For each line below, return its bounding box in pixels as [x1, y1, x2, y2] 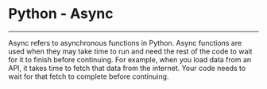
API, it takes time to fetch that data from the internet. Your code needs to [8, 63, 246, 72]
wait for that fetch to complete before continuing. [8, 72, 169, 81]
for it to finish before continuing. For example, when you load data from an [8, 54, 252, 64]
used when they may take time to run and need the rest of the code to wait [8, 46, 253, 56]
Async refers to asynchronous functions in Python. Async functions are [8, 38, 242, 47]
